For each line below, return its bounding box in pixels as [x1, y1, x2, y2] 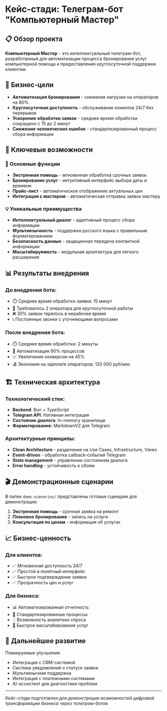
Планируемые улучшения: [5, 650, 61, 656]
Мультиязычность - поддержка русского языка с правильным [12, 227, 148, 233]
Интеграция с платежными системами [12, 676, 95, 682]
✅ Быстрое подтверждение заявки [12, 574, 87, 580]
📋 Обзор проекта [5, 34, 63, 43]
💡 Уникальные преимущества [5, 206, 82, 213]
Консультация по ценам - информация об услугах [12, 519, 121, 525]
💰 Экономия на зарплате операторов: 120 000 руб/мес [12, 361, 131, 367]
